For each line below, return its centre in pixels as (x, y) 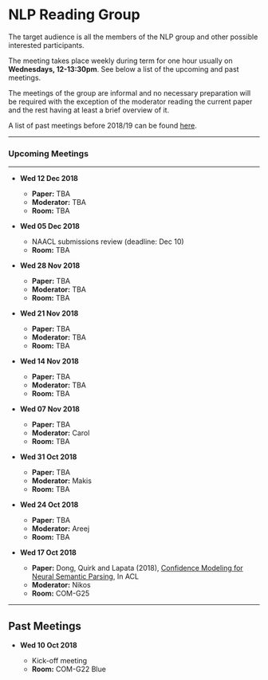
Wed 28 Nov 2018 (50, 265)
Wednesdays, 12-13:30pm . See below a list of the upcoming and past (124, 69)
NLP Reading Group (75, 15)
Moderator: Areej (61, 529)
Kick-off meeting (59, 661)
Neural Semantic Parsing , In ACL (85, 576)
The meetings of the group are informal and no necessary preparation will (130, 92)
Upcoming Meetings (49, 153)
